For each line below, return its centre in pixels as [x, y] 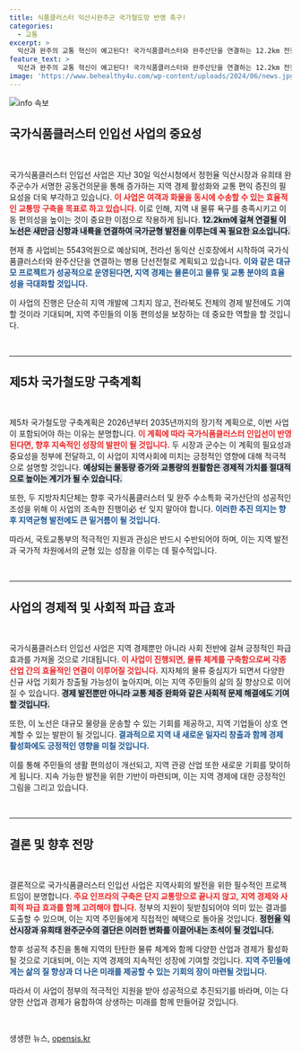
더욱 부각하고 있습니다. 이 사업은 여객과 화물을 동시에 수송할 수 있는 [149, 197]
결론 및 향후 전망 [52, 844]
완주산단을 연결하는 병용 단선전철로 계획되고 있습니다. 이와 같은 [165, 261]
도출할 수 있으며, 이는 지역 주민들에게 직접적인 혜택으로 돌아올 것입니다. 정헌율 [146, 919]
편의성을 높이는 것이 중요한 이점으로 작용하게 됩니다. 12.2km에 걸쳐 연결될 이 [152, 219]
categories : [31, 26]
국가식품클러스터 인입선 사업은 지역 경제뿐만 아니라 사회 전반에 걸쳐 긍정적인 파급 [150, 649]
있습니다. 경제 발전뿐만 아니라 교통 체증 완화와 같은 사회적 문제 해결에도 [150, 694]
